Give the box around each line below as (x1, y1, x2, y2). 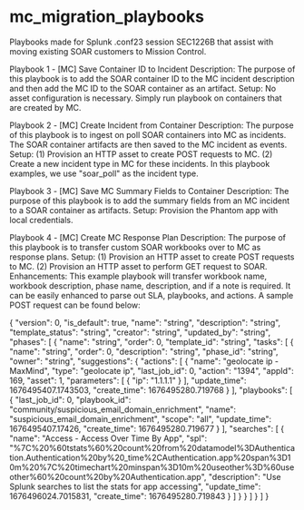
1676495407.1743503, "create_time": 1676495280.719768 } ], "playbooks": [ (9, 384, 293, 396)
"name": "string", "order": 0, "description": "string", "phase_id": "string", (9, 346, 279, 357)
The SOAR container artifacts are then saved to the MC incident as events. (9, 139, 288, 150)
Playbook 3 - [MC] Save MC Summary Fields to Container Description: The (9, 185, 289, 196)
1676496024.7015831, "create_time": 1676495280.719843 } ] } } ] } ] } (9, 490, 270, 501)
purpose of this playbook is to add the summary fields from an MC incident (9, 195, 290, 206)
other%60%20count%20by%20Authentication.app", (9, 471, 207, 482)
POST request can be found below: (9, 299, 141, 310)
